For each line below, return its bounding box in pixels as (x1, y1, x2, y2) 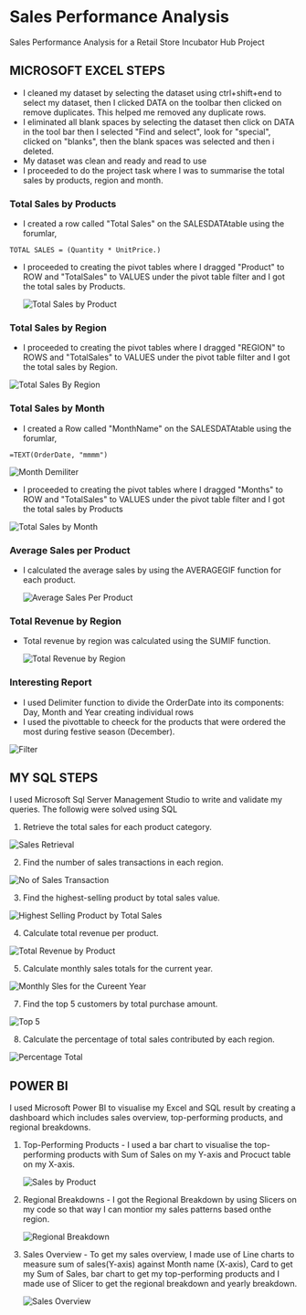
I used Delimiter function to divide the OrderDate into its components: (22, 697, 285, 708)
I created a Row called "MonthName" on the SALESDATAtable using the (22, 423, 292, 434)
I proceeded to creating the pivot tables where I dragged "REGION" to (22, 342, 286, 353)
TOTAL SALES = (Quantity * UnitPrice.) (9, 246, 162, 255)
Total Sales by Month (9, 402, 105, 415)
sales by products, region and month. (22, 174, 164, 185)
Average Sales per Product (9, 543, 131, 556)
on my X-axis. (22, 1159, 76, 1170)
